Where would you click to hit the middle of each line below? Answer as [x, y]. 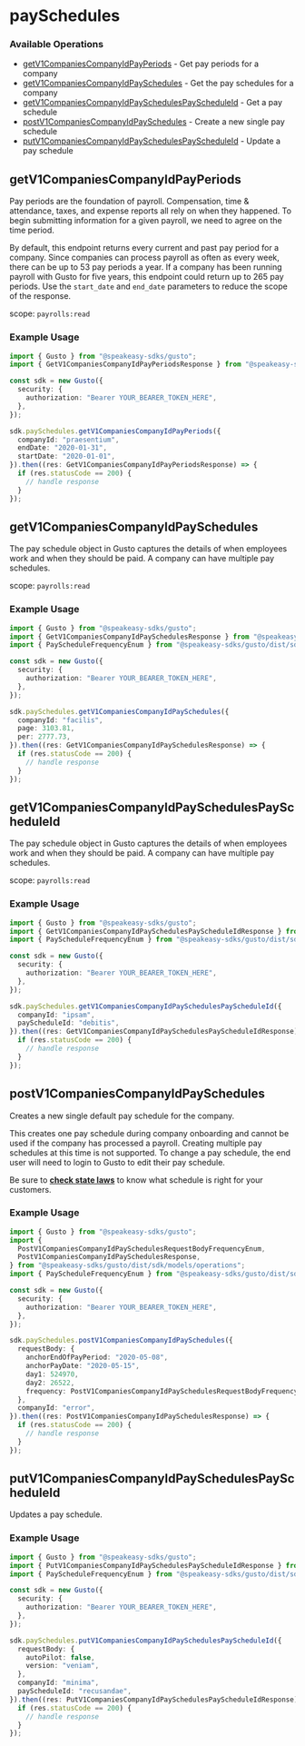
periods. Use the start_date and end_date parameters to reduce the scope [148, 286]
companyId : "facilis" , [60, 720]
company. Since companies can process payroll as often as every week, [144, 258]
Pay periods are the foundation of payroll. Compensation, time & [129, 202]
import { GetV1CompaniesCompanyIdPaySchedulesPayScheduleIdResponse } [146, 931]
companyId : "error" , [56, 1408]
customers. [30, 1189]
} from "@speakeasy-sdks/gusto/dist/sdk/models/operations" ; [128, 1265]
